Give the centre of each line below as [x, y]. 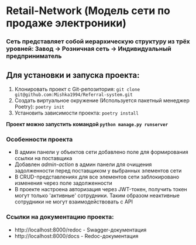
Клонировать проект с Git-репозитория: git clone [77, 89]
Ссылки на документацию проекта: [60, 217]
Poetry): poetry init [39, 106]
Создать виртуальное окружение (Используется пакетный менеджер [102, 100]
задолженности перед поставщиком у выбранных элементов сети [98, 171]
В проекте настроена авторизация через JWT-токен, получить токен [101, 189]
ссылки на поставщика [43, 158]
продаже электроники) [66, 23]
